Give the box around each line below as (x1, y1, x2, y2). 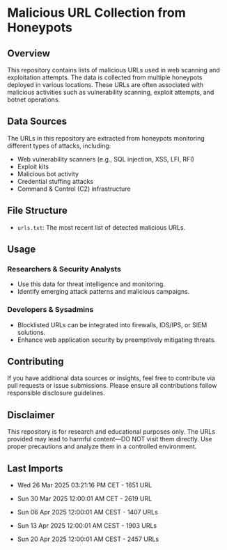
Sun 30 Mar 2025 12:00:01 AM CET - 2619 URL (17, 494, 152, 503)
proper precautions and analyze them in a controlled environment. (7, 442, 197, 450)
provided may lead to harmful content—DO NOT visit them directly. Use (7, 435, 212, 443)
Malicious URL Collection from (7, 5, 186, 21)
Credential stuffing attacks (17, 177, 94, 185)
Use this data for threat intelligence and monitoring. (17, 280, 166, 288)
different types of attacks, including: (7, 141, 111, 150)
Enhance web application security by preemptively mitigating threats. (17, 336, 217, 344)
